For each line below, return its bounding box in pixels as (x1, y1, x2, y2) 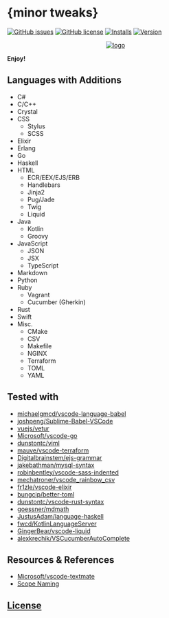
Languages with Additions (7, 74, 122, 86)
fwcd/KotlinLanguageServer (16, 519, 98, 528)
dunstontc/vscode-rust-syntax (16, 497, 104, 506)
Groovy (27, 232, 49, 240)
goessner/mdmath (16, 505, 69, 513)
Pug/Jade (27, 195, 55, 203)
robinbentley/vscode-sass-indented (16, 468, 119, 477)
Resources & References (7, 554, 115, 566)
